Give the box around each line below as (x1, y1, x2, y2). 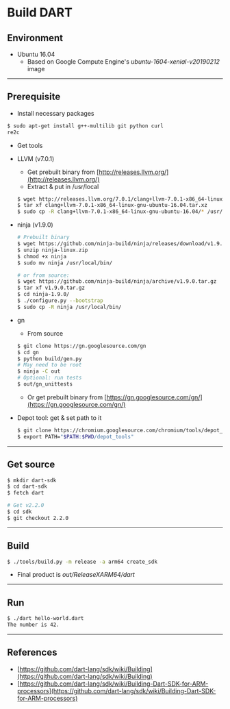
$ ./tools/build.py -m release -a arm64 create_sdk (7, 558, 157, 565)
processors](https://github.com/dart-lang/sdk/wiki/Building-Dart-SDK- (16, 686, 216, 695)
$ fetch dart (7, 490, 44, 497)
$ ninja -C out (16, 368, 61, 375)
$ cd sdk (7, 508, 32, 515)
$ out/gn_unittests (16, 381, 73, 388)
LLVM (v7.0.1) (16, 154, 55, 162)
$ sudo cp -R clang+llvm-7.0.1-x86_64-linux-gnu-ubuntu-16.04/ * (16, 208, 205, 215)
